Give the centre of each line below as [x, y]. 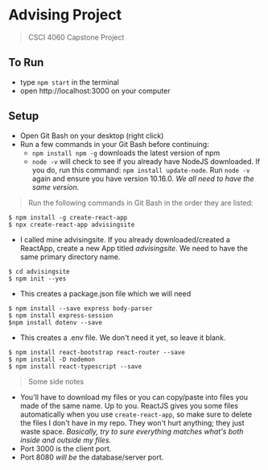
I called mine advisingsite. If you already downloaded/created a [125, 239]
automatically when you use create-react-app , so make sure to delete [136, 414]
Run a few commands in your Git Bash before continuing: [114, 144]
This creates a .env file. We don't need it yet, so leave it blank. [123, 338]
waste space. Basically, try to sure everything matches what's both [132, 431]
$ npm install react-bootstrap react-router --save [97, 352]
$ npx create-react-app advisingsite [72, 225]
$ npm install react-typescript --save [75, 366]
